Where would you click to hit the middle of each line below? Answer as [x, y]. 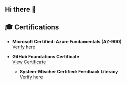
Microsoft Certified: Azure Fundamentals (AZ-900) [67, 42]
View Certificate [29, 62]
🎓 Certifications [32, 27]
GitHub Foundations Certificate [46, 57]
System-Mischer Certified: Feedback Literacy [69, 72]
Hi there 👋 [20, 9]
